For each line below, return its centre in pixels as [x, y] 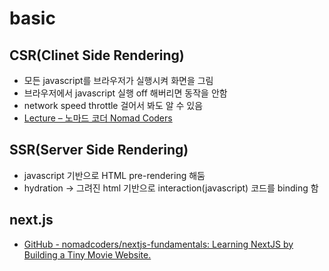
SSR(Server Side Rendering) [99, 150]
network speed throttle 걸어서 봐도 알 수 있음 [113, 105]
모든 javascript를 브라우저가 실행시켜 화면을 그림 [118, 80]
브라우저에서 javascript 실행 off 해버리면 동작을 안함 [125, 93]
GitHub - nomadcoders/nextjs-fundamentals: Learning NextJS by [158, 244]
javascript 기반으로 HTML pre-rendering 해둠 [114, 175]
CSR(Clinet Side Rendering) [97, 55]
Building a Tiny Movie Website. [87, 254]
